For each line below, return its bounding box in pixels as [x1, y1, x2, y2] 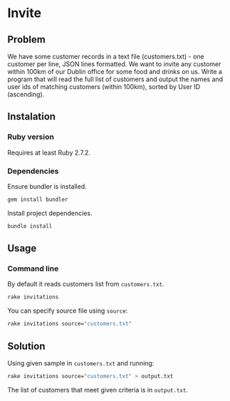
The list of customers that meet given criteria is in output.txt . [7, 385, 189, 394]
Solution [7, 340, 46, 352]
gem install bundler [7, 196, 69, 203]
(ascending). [7, 90, 45, 98]
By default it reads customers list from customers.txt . [7, 280, 165, 288]
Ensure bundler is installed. [7, 182, 87, 190]
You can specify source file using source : [7, 306, 128, 315]
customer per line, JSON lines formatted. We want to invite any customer [7, 60, 221, 68]
